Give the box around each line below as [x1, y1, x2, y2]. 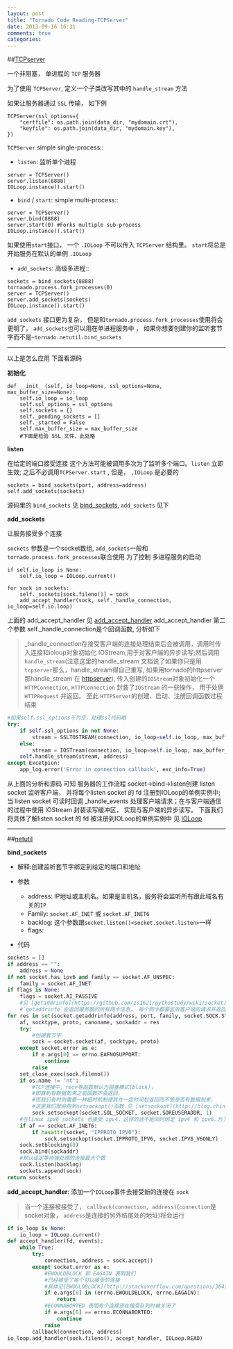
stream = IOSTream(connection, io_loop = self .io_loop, [32, 747, 191, 754]
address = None [19, 967, 64, 974]
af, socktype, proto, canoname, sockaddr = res [19, 1019, 159, 1026]
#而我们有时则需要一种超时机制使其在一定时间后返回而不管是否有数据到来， [32, 1097, 216, 1104]
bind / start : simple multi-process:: [17, 196, 119, 204]
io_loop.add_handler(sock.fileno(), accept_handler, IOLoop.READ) [7, 1334, 203, 1342]
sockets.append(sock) [19, 1168, 82, 1174]
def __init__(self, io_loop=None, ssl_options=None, [7, 383, 163, 390]
